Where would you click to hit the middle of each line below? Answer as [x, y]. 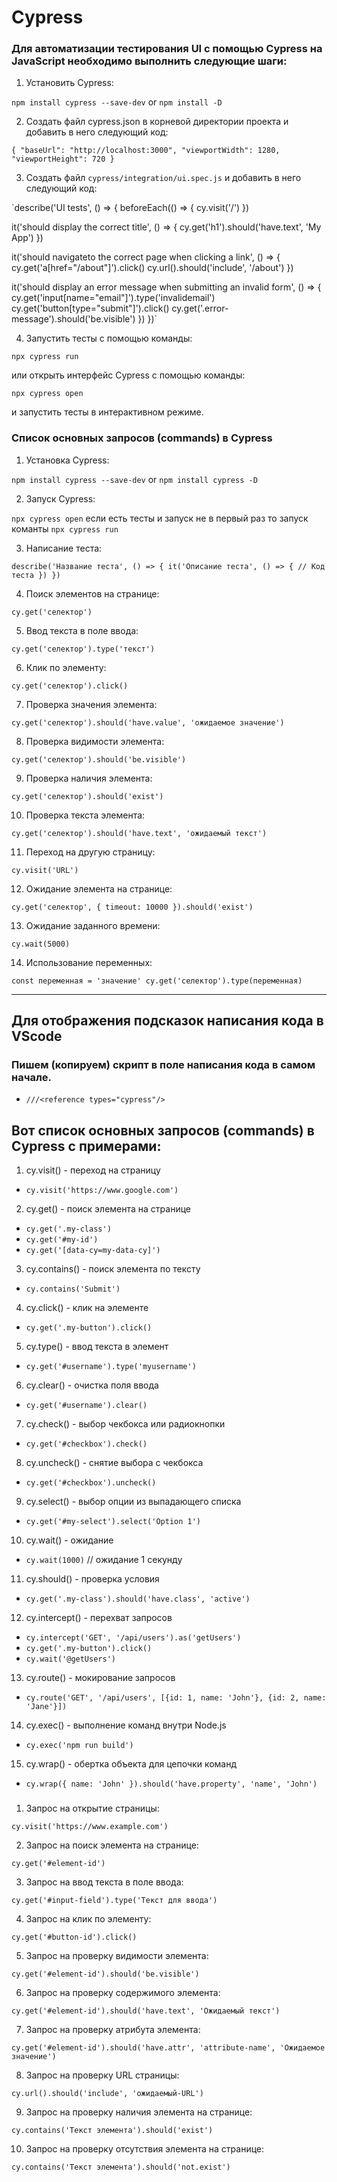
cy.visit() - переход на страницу [93, 1170]
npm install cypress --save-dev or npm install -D [117, 102]
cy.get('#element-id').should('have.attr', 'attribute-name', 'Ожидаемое [168, 2048]
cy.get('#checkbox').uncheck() [91, 1483]
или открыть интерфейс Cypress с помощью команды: [128, 375]
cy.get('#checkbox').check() [86, 1444]
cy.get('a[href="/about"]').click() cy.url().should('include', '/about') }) [152, 268]
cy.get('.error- [200, 308]
